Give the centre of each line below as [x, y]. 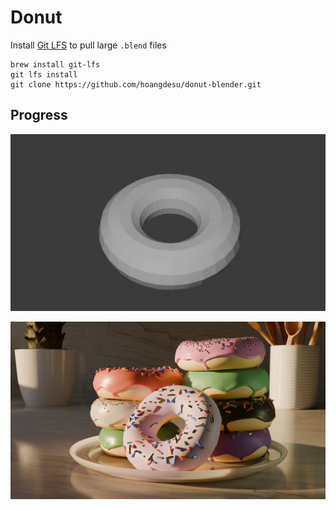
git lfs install [44, 74]
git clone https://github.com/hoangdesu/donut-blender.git [136, 84]
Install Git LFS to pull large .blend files [88, 45]
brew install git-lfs [55, 64]
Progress [39, 115]
